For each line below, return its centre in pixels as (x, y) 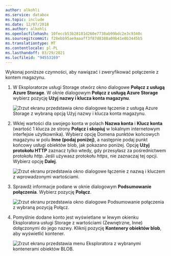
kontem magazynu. (26, 78)
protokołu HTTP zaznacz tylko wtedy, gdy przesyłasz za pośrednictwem (89, 151)
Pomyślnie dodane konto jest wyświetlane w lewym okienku (76, 217)
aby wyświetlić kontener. (39, 234)
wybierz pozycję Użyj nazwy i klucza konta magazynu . (71, 98)
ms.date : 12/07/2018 (27, 24)
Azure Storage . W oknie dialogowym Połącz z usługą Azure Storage (85, 93)
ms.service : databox (27, 15)
